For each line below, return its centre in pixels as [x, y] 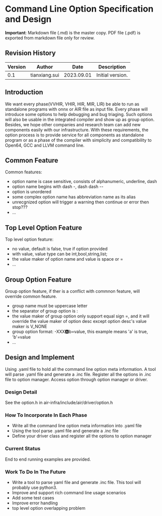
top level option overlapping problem [49, 508]
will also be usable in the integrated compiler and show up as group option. [80, 119]
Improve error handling [35, 503]
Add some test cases [33, 498]
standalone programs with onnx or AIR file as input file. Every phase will [76, 109]
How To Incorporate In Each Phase [46, 415]
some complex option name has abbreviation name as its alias [74, 197]
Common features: [24, 172]
